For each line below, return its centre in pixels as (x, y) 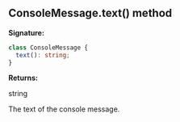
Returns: (23, 78)
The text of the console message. (64, 109)
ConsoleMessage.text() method (90, 13)
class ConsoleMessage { (48, 48)
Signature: (26, 32)
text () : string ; (43, 55)
